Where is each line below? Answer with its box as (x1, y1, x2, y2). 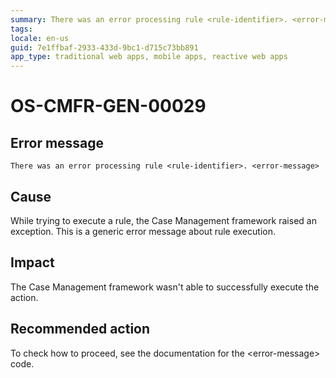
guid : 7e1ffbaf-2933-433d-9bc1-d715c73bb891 (10, 42, 199, 53)
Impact (10, 254, 55, 271)
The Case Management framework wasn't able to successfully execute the (10, 281, 320, 293)
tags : (10, 24, 33, 34)
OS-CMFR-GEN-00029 (10, 95, 207, 118)
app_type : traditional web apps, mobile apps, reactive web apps (10, 52, 288, 62)
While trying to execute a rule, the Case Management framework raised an (10, 214, 317, 226)
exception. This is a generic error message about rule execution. (10, 225, 276, 237)
